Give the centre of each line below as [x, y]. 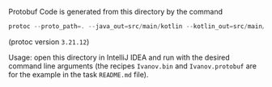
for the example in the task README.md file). [79, 74]
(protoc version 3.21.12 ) [49, 41]
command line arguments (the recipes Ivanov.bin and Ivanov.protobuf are [133, 66]
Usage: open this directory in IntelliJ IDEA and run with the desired [119, 57]
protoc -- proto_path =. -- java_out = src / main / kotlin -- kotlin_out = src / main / [137, 27]
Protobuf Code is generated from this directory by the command [115, 12]
